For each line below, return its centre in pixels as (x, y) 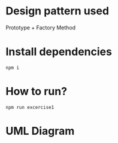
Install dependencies (59, 52)
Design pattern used (57, 11)
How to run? (36, 92)
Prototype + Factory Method (41, 28)
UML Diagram (40, 131)
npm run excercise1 (30, 107)
